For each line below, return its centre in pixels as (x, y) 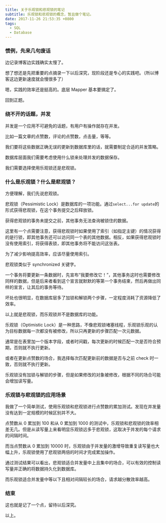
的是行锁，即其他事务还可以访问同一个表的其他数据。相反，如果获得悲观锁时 (83, 237)
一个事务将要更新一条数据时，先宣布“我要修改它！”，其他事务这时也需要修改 (83, 275)
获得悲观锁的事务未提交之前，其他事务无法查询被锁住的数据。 (68, 221)
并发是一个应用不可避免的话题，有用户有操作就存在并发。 (63, 126)
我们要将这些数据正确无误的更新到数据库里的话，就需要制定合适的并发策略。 (83, 147)
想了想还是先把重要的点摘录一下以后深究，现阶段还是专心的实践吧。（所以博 (82, 73)
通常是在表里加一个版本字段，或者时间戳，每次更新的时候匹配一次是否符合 (81, 341)
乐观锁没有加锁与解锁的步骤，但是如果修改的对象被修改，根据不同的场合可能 (83, 374)
